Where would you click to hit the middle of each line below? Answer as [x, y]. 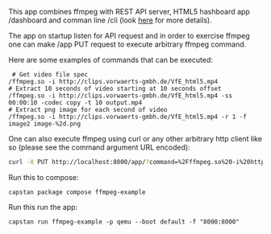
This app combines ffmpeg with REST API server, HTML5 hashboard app [129, 12]
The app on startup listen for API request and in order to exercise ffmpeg [129, 36]
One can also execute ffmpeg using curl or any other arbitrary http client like [135, 139]
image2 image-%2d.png [45, 124]
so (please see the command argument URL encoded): [100, 147]
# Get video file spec [50, 75]
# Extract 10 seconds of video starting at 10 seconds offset [115, 88]
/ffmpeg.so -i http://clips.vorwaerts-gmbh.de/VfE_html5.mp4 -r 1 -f [128, 117]
